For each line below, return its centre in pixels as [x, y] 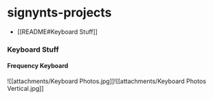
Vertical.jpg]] [25, 89]
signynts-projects [59, 13]
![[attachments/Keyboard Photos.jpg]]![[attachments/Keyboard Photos [106, 81]
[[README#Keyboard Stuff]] [57, 32]
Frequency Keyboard [38, 66]
